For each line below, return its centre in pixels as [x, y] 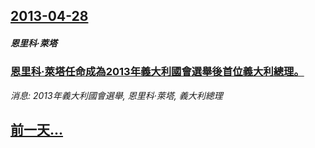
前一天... [37, 130]
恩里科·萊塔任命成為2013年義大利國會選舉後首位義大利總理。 [157, 72]
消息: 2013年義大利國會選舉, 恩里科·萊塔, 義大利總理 [116, 95]
